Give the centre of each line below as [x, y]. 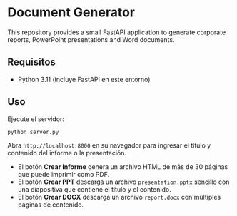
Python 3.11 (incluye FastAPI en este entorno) [84, 79]
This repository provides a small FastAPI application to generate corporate [117, 32]
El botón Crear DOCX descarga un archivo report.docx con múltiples [119, 197]
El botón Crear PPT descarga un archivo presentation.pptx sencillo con [123, 182]
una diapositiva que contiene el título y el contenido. [94, 190]
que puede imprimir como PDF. [64, 175]
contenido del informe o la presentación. [67, 153]
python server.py [33, 132]
